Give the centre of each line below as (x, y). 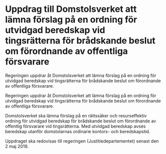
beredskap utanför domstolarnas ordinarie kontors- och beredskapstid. (78, 131)
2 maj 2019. (17, 146)
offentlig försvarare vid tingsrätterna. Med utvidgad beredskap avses (76, 126)
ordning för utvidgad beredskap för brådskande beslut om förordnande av (81, 121)
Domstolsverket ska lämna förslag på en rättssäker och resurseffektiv (76, 115)
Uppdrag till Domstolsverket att (71, 9)
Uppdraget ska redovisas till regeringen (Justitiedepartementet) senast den (82, 141)
